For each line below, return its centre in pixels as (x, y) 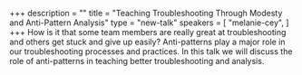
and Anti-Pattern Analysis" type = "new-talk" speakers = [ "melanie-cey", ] (149, 23)
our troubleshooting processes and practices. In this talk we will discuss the (151, 52)
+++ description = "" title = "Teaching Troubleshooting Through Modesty (146, 13)
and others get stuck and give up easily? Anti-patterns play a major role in (147, 42)
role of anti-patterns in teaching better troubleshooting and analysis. (137, 61)
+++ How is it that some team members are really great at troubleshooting (148, 32)
